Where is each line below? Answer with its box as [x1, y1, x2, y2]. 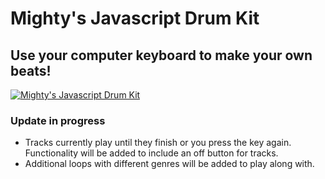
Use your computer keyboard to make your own [10, 47, 313, 64]
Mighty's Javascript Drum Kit [10, 7, 260, 30]
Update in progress [10, 113, 106, 127]
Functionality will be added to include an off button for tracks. [24, 147, 279, 159]
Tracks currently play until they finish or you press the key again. [24, 137, 292, 149]
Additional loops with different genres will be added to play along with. [24, 158, 315, 170]
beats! [10, 62, 52, 79]
